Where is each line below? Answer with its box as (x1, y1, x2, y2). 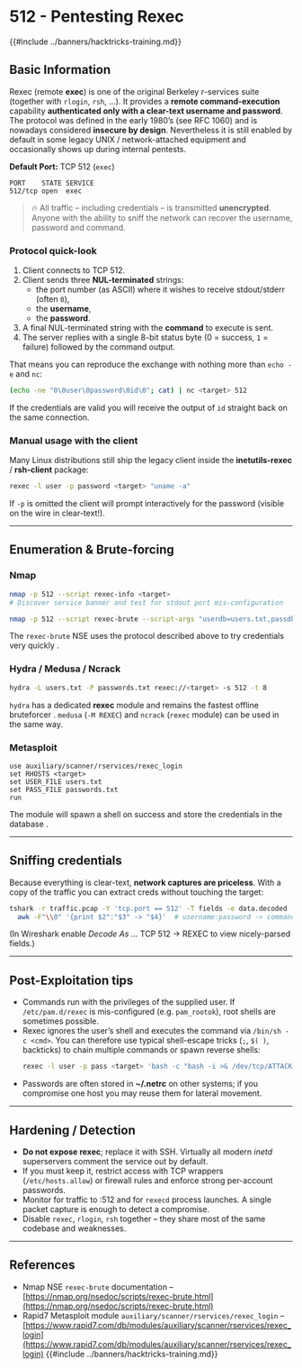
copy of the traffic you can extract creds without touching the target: (9, 886, 263, 898)
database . (9, 818, 49, 829)
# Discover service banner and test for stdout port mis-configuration (9, 597, 283, 607)
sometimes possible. (22, 1016, 100, 1026)
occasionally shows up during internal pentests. (9, 143, 187, 154)
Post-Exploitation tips (9, 972, 134, 988)
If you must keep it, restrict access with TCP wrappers (22, 1165, 224, 1176)
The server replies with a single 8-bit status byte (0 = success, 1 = (22, 332, 269, 343)
